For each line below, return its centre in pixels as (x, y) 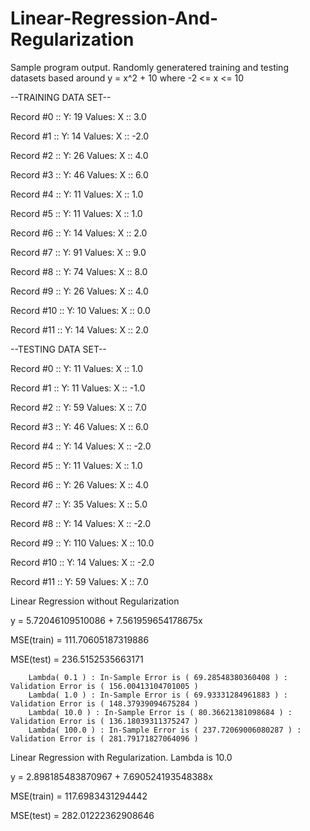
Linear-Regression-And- (114, 18)
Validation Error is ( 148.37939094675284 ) (104, 703)
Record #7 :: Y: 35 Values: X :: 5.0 (79, 504)
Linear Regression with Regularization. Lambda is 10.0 (121, 757)
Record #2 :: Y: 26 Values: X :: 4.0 (79, 155)
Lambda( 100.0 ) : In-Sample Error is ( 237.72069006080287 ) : (165, 730)
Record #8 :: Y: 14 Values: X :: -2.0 (81, 523)
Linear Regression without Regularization (95, 601)
